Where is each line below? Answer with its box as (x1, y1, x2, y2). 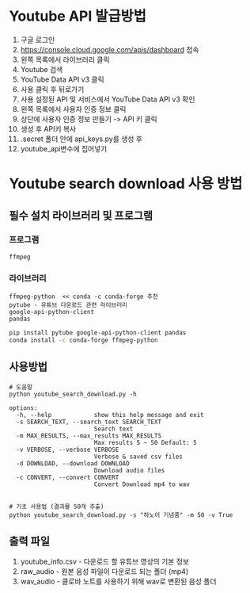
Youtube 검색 (20, 64, 63, 74)
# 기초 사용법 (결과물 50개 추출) (9, 503, 104, 511)
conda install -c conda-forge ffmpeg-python (9, 336, 158, 344)
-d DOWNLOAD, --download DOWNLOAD (16, 459, 130, 468)
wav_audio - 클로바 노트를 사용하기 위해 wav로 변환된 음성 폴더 (20, 576, 217, 587)
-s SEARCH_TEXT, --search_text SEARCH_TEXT (16, 418, 161, 426)
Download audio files (93, 466, 165, 474)
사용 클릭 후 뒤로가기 (20, 84, 85, 94)
